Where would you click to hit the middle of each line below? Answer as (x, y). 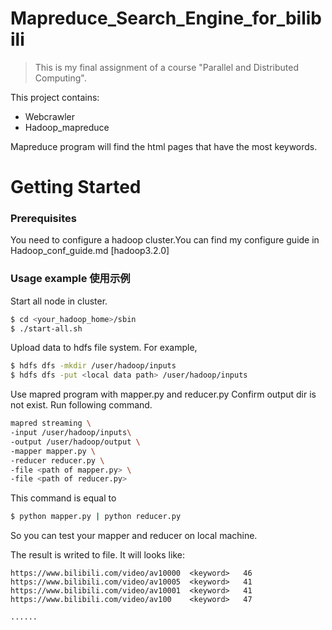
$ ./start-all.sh (46, 328)
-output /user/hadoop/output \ (75, 442)
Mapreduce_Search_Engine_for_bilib (166, 18)
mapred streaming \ (51, 423)
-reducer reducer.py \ (57, 460)
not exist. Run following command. (81, 405)
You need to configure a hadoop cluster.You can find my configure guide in (165, 240)
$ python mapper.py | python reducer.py (96, 517)
